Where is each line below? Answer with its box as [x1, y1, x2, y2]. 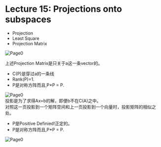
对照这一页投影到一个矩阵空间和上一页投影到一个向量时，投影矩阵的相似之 [5, 104, 156, 110]
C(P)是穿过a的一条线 [12, 70, 55, 77]
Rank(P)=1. [12, 76, 34, 82]
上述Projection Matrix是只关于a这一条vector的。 [5, 60, 102, 66]
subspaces [5, 14, 52, 25]
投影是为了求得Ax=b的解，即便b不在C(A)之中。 [5, 97, 101, 104]
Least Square [12, 35, 39, 41]
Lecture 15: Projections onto [5, 3, 122, 15]
